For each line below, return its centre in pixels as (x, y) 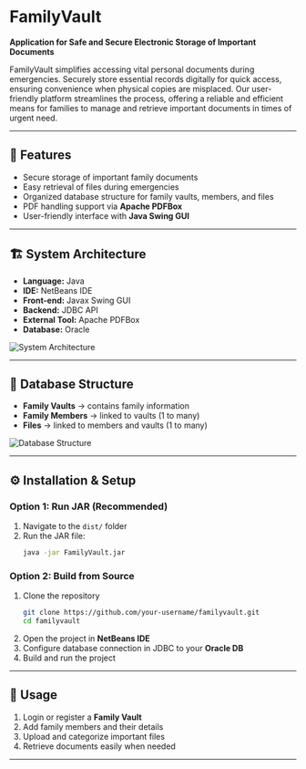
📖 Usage (33, 695)
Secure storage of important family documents (110, 177)
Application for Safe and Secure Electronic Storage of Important (133, 42)
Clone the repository (61, 596)
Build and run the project (69, 658)
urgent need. (34, 118)
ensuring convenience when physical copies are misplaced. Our (130, 88)
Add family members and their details (93, 726)
